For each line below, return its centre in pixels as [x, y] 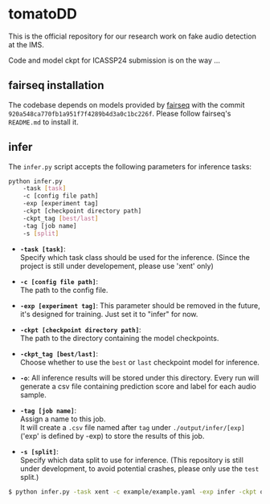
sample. [33, 395]
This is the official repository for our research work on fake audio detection [133, 36]
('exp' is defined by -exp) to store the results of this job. [112, 436]
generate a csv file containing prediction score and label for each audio [138, 386]
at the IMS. [26, 44]
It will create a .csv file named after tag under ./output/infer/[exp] [132, 427]
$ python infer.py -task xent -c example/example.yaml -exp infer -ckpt [133, 492]
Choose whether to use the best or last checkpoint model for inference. [139, 362]
